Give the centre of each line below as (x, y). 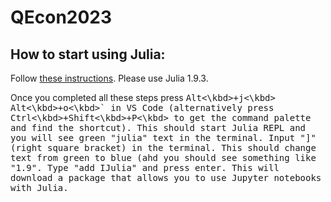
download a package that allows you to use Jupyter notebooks (166, 177)
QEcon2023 (61, 17)
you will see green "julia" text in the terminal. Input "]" (163, 137)
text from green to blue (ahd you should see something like (163, 157)
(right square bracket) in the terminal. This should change (163, 147)
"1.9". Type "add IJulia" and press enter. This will (145, 167)
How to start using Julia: (88, 54)
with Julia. (39, 187)
